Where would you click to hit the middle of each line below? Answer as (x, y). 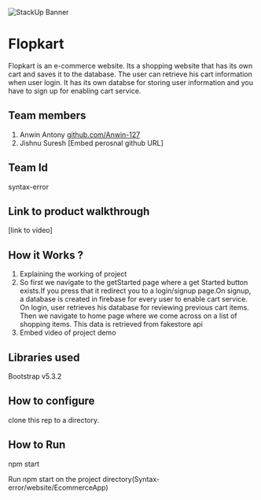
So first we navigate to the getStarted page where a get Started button (134, 283)
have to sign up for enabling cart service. (75, 91)
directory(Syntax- (131, 479)
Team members (47, 115)
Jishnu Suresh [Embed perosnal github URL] (91, 143)
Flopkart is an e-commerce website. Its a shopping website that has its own (130, 65)
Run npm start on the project (55, 479)
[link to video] (30, 230)
